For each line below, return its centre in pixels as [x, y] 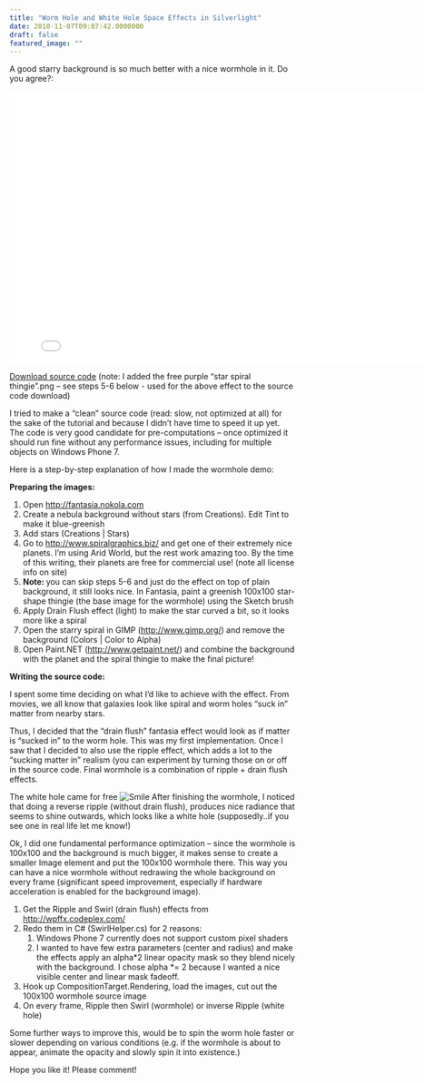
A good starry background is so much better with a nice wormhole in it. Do [149, 69]
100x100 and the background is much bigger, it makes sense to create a [144, 853]
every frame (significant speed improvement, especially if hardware [136, 882]
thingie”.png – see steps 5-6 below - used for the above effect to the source [151, 386]
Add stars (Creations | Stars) [76, 534]
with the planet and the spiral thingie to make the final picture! [138, 659]
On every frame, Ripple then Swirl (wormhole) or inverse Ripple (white [153, 1006]
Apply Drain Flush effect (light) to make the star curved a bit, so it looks [156, 611]
